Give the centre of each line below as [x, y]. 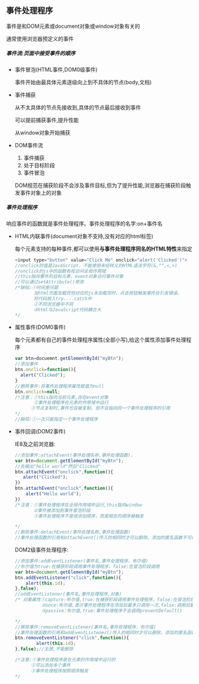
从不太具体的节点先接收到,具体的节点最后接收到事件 [78, 107]
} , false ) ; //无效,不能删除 [44, 649]
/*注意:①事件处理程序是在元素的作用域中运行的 [65, 660]
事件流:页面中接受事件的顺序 [41, 53]
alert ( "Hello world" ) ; [54, 494]
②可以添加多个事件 [51, 665]
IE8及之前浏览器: [35, 444]
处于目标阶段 [39, 165]
